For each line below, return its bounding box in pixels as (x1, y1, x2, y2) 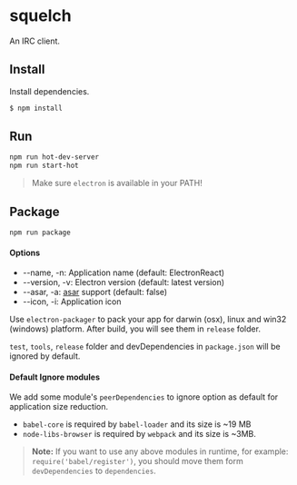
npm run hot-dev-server (9, 153, 100, 162)
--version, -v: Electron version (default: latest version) (22, 277, 225, 288)
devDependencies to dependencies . (31, 465, 156, 477)
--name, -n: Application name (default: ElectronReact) (22, 267, 225, 278)
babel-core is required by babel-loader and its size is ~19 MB (22, 419, 252, 430)
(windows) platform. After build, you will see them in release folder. (9, 323, 262, 334)
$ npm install (9, 104, 64, 113)
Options (9, 247, 41, 258)
